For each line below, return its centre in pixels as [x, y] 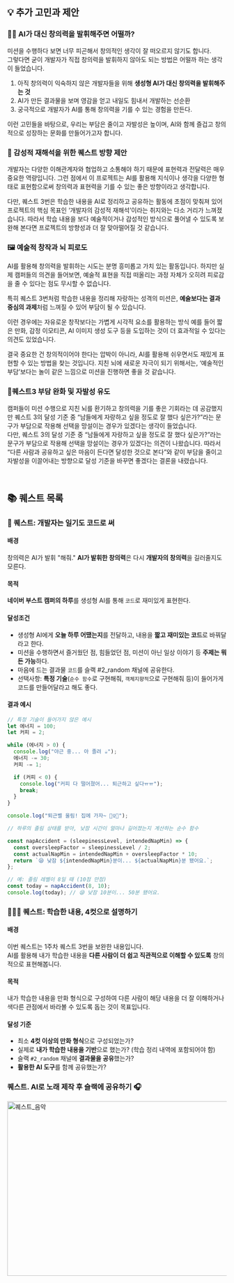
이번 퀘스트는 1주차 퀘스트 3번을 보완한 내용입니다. [76, 947]
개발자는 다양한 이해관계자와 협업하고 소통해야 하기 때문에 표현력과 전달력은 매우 [116, 169]
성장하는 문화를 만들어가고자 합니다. [74, 133]
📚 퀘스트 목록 [36, 498]
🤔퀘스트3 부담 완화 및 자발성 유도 [59, 392]
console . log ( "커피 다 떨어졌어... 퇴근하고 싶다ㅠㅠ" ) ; [92, 784]
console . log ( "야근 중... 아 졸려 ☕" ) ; [65, 752]
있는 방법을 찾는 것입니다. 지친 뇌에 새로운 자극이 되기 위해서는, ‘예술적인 [126, 363]
